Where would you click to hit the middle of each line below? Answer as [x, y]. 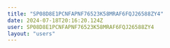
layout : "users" [31, 34]
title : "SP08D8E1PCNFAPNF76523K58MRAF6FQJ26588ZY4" [85, 14]
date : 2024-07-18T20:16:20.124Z [55, 20]
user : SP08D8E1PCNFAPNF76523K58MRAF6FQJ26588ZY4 [81, 27]
